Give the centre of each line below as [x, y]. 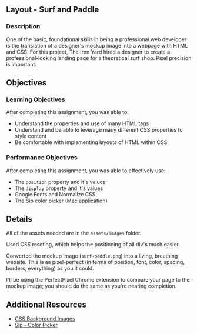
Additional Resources [46, 304]
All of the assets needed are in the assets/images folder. [74, 233]
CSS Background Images [45, 319]
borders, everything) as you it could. [50, 268]
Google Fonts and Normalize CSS [55, 194]
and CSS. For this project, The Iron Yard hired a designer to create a [88, 52]
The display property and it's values [59, 188]
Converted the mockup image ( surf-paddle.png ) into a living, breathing [92, 256]
